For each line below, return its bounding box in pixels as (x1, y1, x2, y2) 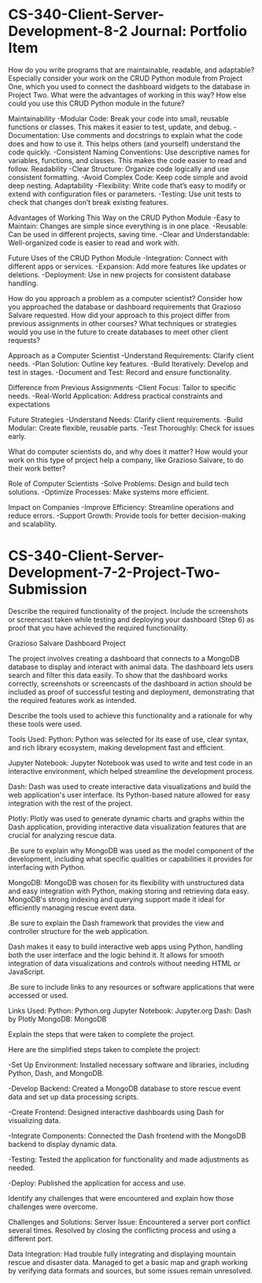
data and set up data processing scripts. (8, 1091, 139, 1101)
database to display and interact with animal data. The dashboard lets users (8, 662, 254, 671)
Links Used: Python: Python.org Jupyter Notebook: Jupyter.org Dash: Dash (8, 1006, 252, 1015)
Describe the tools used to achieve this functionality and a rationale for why (8, 711, 253, 720)
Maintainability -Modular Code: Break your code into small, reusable (8, 113, 229, 123)
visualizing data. (8, 1115, 61, 1125)
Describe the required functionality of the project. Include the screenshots (8, 606, 249, 615)
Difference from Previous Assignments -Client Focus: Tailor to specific (8, 382, 236, 392)
